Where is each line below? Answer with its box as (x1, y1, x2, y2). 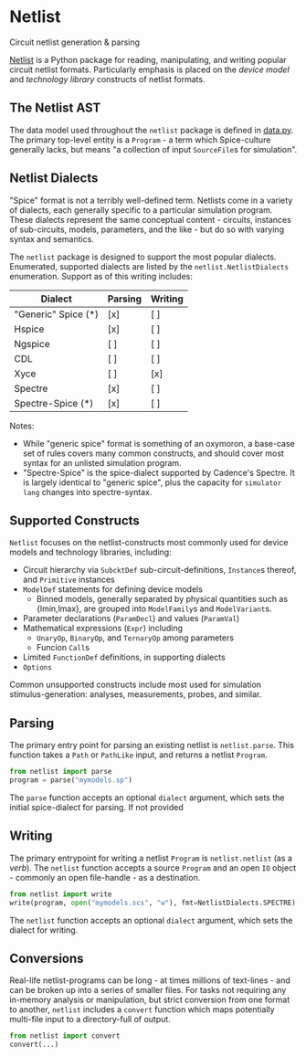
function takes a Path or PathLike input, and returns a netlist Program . (9, 749, 268, 760)
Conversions (9, 950, 84, 966)
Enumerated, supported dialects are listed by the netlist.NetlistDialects (9, 260, 290, 271)
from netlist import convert (9, 1031, 121, 1041)
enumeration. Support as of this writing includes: (9, 270, 194, 281)
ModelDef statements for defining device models (22, 584, 204, 595)
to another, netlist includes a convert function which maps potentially (9, 1004, 276, 1015)
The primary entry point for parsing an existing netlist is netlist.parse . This (9, 740, 295, 751)
